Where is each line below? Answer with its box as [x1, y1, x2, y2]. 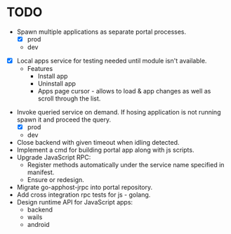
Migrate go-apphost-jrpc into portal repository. [16, 183, 153, 192]
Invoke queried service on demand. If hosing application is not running [16, 108, 221, 117]
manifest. [27, 168, 55, 176]
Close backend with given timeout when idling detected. [16, 138, 180, 147]
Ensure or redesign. [27, 176, 85, 184]
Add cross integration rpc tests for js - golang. [16, 190, 151, 199]
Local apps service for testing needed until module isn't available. [16, 57, 207, 65]
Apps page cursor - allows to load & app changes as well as [37, 87, 211, 96]
